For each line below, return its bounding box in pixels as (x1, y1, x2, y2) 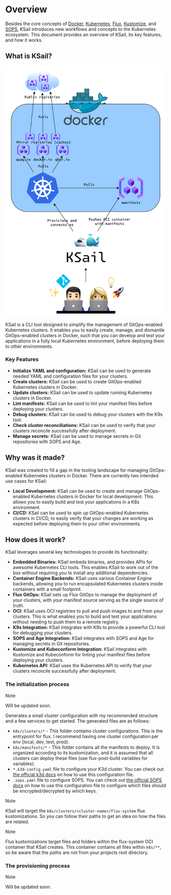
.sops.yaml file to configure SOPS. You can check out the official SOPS (12, 776, 162, 783)
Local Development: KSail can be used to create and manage (12, 488, 143, 494)
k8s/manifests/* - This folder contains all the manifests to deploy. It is (12, 744, 160, 750)
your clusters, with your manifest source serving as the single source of (12, 597, 164, 604)
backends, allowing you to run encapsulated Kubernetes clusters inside (12, 581, 163, 587)
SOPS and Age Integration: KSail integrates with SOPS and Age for (12, 635, 154, 641)
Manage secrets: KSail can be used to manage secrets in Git (12, 433, 141, 439)
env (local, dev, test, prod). (12, 738, 70, 745)
